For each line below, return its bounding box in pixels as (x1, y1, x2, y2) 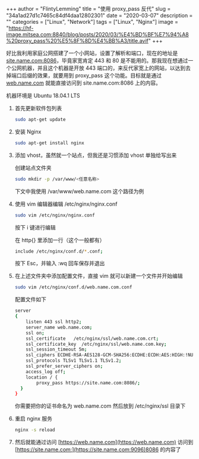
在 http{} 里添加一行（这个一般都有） (14, 236, 105, 243)
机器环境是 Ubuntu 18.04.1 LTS (6, 92, 80, 99)
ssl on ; (26, 330, 45, 336)
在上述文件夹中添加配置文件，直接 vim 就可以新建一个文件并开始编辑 (14, 272, 183, 280)
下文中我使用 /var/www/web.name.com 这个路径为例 (14, 187, 144, 195)
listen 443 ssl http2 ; (26, 319, 82, 325)
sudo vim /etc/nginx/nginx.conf (14, 212, 95, 218)
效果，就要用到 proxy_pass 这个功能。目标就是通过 (37, 72, 162, 79)
